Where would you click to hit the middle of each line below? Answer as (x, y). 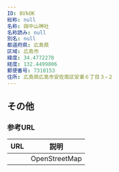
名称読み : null (27, 32)
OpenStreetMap (56, 159)
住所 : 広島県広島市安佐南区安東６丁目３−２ (60, 77)
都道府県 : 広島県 (28, 45)
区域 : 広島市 (23, 52)
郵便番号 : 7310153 (31, 70)
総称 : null (22, 20)
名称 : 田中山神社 (28, 26)
